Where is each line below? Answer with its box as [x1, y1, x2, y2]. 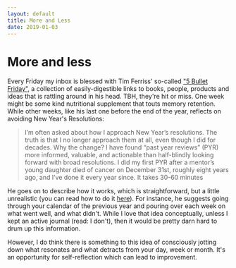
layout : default [7, 10, 55, 18]
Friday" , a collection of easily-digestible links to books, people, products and [7, 85, 230, 93]
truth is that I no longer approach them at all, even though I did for [24, 135, 216, 145]
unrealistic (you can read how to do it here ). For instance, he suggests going [7, 195, 229, 203]
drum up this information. [7, 224, 81, 233]
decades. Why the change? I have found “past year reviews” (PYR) [24, 143, 219, 152]
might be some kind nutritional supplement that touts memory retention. [7, 99, 216, 108]
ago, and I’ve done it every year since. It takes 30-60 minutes [24, 173, 204, 182]
